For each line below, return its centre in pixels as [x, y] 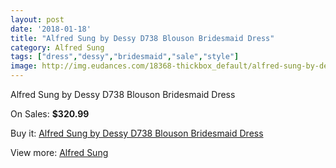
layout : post [37, 19]
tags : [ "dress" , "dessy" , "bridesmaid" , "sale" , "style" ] [125, 57]
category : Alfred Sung [57, 47]
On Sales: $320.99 [50, 114]
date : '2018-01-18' [51, 29]
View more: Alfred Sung [59, 152]
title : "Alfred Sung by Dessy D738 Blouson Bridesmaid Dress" [142, 38]
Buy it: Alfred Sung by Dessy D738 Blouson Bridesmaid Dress [137, 133]
